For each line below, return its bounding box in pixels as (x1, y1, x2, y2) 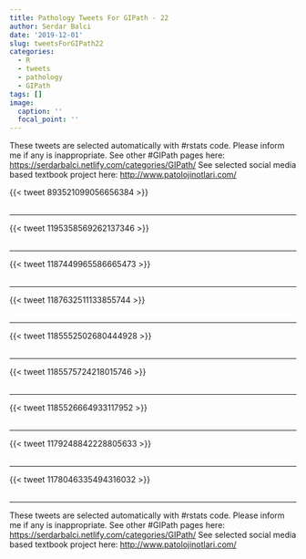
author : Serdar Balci (9, 22, 92, 31)
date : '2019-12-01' (9, 30, 84, 39)
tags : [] (9, 89, 43, 98)
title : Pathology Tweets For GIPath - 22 (9, 13, 169, 23)
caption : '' (17, 107, 64, 116)
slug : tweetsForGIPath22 (9, 38, 104, 48)
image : (9, 98, 35, 108)
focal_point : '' (17, 115, 79, 124)
